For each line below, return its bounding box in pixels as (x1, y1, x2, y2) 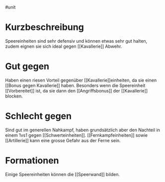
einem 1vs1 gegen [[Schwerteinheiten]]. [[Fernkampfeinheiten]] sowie (5, 132, 148, 138)
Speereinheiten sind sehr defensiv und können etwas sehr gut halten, (5, 38, 148, 44)
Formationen (5, 155, 59, 166)
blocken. (5, 93, 23, 99)
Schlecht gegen (5, 110, 72, 122)
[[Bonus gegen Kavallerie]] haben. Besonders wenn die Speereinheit (5, 82, 146, 89)
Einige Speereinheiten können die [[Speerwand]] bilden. (5, 171, 120, 177)
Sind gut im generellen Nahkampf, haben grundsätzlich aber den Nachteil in (5, 127, 161, 133)
